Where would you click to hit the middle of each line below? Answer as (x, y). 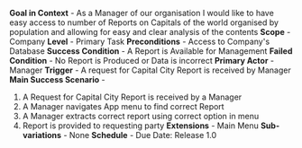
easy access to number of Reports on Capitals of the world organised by (144, 22)
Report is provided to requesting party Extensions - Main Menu (140, 126)
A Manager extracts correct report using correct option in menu (141, 116)
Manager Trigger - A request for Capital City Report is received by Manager (150, 70)
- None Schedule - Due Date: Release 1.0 (140, 135)
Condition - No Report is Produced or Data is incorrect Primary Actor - (142, 61)
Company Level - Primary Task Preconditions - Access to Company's (140, 41)
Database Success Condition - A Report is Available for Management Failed (151, 51)
